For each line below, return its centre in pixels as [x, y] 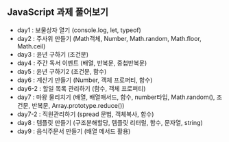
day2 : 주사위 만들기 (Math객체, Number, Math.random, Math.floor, [109, 38]
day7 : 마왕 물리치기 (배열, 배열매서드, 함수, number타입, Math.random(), [116, 97]
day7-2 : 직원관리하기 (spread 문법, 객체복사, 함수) [85, 114]
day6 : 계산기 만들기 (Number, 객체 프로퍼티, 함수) [85, 80]
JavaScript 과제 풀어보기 [58, 12]
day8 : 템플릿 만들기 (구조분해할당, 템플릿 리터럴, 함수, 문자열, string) [110, 122]
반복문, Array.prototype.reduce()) [78, 105]
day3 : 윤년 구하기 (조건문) [53, 54]
